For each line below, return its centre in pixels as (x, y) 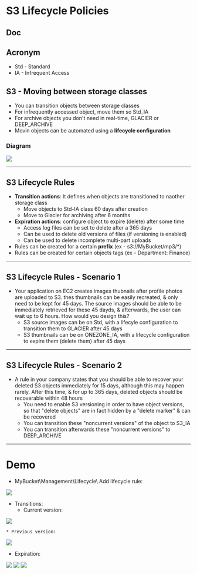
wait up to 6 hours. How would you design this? (72, 316)
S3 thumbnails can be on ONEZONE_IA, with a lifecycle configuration (106, 335)
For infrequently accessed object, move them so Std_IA (81, 112)
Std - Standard (32, 67)
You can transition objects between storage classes (77, 106)
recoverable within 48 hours (49, 398)
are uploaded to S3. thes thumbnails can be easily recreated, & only (96, 297)
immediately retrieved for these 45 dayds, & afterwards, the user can (98, 310)
